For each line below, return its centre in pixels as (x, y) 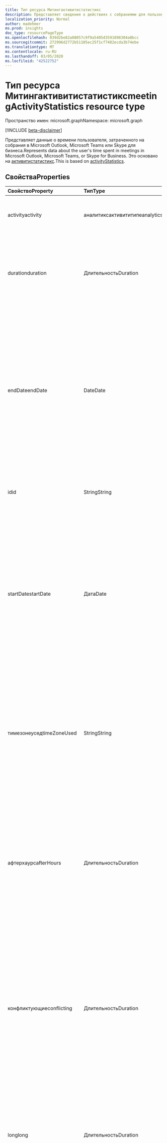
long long (18, 1135)
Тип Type (94, 191)
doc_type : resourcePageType (34, 33)
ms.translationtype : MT (30, 47)
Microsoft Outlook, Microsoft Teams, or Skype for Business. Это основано (82, 156)
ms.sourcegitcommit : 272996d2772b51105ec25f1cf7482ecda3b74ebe (72, 42)
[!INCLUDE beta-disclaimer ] (34, 130)
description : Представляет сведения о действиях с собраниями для (75, 14)
